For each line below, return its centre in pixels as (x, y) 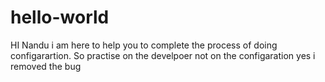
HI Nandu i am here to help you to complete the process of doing (144, 45)
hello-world (60, 17)
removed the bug (46, 66)
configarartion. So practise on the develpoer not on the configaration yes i (163, 55)
